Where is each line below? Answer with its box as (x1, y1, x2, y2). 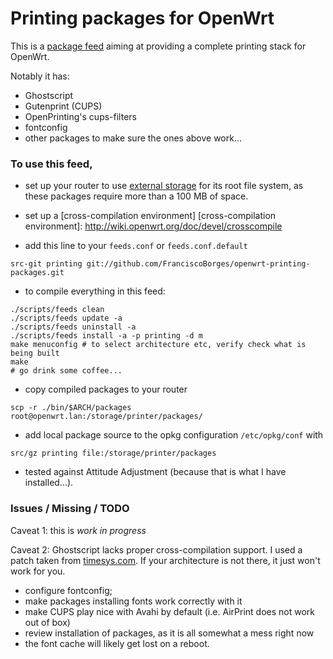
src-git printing (10, 259, 83, 269)
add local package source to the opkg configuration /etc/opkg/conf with (24, 429, 324, 441)
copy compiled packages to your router (24, 383, 188, 396)
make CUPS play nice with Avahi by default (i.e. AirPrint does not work (24, 605, 315, 617)
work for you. (10, 565, 66, 577)
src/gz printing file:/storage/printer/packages (10, 448, 217, 459)
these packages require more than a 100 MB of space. (24, 190, 249, 202)
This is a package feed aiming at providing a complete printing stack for (10, 40, 307, 52)
